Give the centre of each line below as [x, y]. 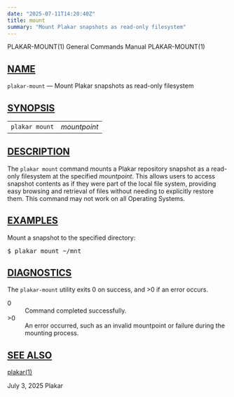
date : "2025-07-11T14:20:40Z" [51, 14]
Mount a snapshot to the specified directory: [71, 237]
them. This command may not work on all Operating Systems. [96, 198]
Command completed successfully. [76, 311]
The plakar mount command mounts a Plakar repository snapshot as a [109, 169]
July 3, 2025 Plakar [35, 386]
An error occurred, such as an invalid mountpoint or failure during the [125, 326]
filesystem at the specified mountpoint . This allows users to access [118, 176]
